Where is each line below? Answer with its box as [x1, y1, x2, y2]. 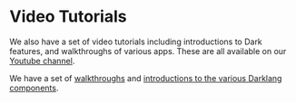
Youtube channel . [9, 55, 75, 66]
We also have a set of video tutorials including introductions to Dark [9, 36, 263, 47]
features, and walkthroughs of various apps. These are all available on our [9, 45, 287, 56]
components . [9, 82, 59, 93]
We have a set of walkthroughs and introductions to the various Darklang [9, 72, 282, 83]
